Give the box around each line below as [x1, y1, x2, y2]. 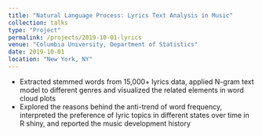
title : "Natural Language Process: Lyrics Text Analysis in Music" [8, 11, 234, 20]
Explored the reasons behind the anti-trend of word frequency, [19, 101, 223, 111]
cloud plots [19, 94, 56, 103]
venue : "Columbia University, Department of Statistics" [8, 41, 198, 49]
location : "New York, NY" [8, 56, 93, 64]
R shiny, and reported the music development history [19, 119, 191, 128]
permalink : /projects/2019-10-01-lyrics [8, 33, 143, 42]
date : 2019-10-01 [8, 48, 65, 56]
